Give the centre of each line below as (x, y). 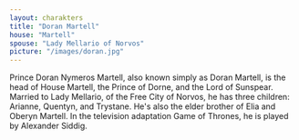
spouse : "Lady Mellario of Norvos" (77, 43)
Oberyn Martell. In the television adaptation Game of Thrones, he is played (149, 116)
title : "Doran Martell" (55, 26)
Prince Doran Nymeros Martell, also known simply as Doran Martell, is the (148, 77)
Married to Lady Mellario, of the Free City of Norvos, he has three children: (149, 97)
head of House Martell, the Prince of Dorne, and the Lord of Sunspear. (141, 87)
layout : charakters (46, 18)
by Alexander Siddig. (49, 126)
